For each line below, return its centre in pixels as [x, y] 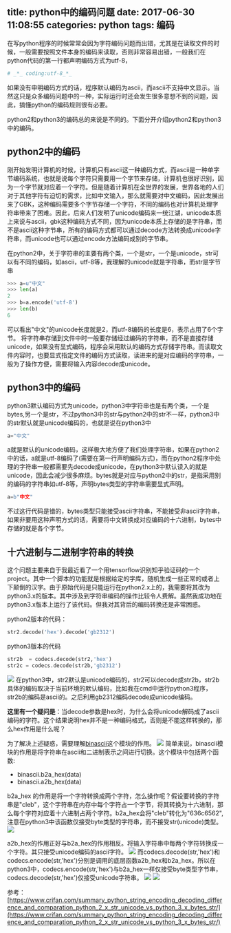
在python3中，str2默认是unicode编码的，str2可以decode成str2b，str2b [118, 680]
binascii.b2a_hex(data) [49, 774]
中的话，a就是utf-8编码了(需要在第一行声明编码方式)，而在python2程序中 [111, 458]
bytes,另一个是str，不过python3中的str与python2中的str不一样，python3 [110, 414]
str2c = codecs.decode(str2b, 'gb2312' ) [64, 665]
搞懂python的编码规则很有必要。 [65, 105]
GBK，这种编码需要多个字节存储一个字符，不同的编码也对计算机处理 [116, 204]
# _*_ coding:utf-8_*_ [40, 73]
